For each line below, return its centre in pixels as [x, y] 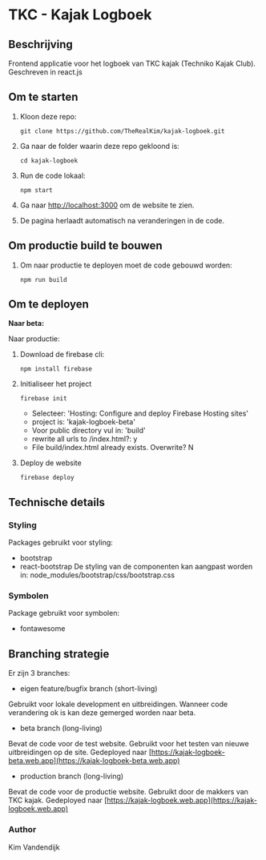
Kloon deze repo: [48, 116]
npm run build [43, 279]
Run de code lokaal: [52, 175]
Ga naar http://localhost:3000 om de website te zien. [107, 205]
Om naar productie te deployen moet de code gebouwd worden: [126, 265]
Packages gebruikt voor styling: [61, 543]
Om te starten [43, 97]
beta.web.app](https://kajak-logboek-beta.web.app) [94, 761]
